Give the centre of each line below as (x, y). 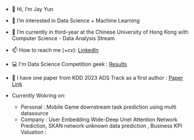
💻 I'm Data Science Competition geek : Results (69, 64)
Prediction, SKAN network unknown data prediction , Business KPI (101, 126)
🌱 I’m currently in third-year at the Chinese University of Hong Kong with (100, 32)
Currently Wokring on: (39, 95)
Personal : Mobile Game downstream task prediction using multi (98, 107)
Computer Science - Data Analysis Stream (63, 38)
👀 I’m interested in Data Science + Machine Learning (76, 20)
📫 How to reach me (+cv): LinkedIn (55, 50)
